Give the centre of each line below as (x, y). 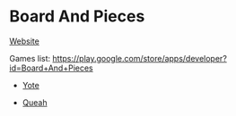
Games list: (30, 58)
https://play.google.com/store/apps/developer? (140, 58)
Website (25, 41)
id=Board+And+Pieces (51, 68)
